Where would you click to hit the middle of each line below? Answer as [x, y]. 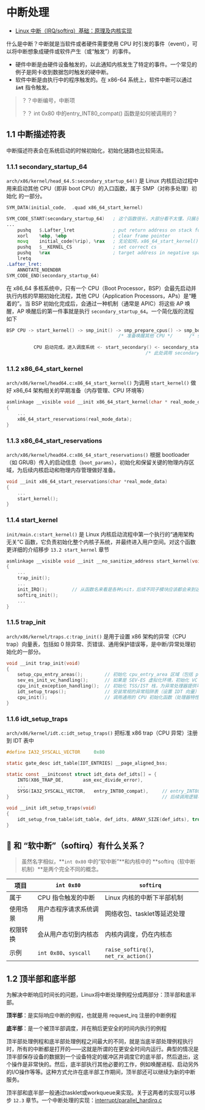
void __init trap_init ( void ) [43, 663]
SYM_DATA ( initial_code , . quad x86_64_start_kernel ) [75, 208]
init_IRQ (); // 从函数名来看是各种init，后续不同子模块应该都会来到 [106, 589]
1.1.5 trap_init [26, 622]
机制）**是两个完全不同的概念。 [61, 869]
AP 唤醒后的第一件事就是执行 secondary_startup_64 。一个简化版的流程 [105, 311]
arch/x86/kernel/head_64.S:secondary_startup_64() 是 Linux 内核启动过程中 [102, 181]
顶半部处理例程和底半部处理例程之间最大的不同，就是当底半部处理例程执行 [100, 1041]
